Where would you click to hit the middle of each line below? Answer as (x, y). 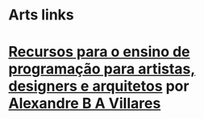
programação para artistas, (102, 69)
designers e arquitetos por (99, 86)
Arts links (41, 15)
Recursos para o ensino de (100, 52)
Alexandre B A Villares (85, 104)
